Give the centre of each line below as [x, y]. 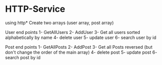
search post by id [23, 57]
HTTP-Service [35, 9]
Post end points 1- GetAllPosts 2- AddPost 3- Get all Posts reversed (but [79, 47]
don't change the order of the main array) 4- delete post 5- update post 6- [81, 52]
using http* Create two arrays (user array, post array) [59, 23]
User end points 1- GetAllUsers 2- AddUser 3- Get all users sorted [73, 32]
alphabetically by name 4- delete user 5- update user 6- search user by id [81, 37]
